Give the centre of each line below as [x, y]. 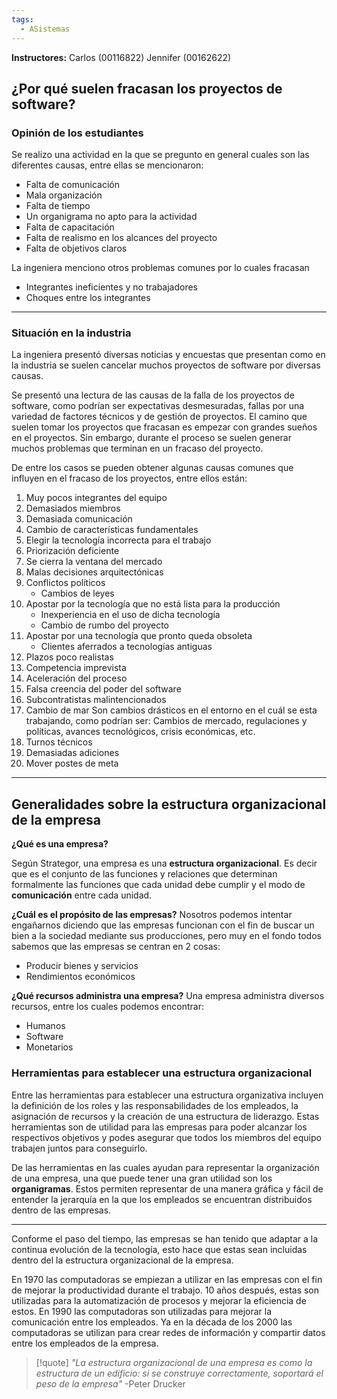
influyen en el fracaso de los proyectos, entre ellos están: [129, 478]
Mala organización [64, 195]
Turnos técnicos [59, 742]
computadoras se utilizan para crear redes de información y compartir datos [168, 1332]
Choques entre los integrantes [88, 298]
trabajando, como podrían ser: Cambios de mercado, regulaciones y [166, 721]
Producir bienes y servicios [82, 966]
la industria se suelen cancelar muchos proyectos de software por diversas [166, 365]
